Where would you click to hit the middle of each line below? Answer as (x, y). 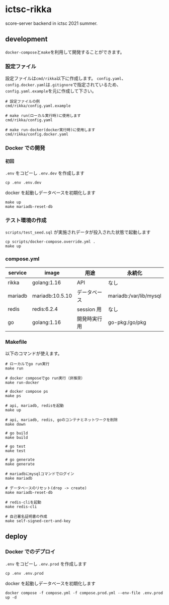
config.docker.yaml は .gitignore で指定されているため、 (63, 85)
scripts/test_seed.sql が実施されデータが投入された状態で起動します (78, 232)
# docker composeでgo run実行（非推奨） (45, 378)
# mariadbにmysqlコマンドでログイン (40, 474)
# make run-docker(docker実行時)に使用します (50, 130)
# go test (16, 447)
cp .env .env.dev (23, 183)
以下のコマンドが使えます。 (34, 354)
